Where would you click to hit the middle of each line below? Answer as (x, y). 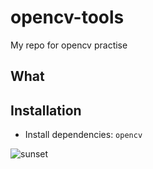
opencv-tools (67, 17)
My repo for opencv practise (69, 45)
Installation (46, 110)
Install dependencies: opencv (83, 135)
